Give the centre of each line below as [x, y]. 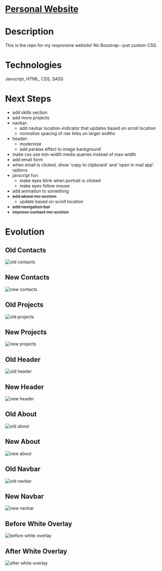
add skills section [30, 112]
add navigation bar [31, 207]
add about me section [34, 196]
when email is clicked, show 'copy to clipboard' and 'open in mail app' [83, 165]
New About [23, 442]
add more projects [31, 118]
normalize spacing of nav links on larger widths [67, 133]
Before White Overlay [39, 524]
